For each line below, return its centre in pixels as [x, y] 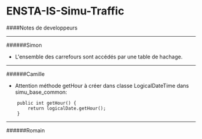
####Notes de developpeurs [42, 28]
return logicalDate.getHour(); [67, 108]
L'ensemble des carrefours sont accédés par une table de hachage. [99, 57]
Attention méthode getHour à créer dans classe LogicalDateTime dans [102, 85]
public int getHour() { [47, 103]
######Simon [24, 45]
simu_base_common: [41, 92]
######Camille [26, 74]
